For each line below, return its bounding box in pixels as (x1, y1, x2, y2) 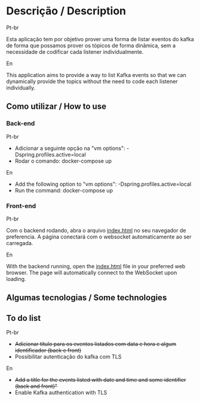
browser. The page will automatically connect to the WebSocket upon (6, 269, 177, 276)
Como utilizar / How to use (6, 102, 106, 112)
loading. (6, 275, 26, 282)
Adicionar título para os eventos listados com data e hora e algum (14, 341, 177, 348)
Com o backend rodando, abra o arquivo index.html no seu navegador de (6, 226, 186, 234)
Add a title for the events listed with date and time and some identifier (14, 376, 186, 384)
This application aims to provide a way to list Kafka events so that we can (6, 71, 187, 78)
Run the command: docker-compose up (14, 186, 113, 194)
